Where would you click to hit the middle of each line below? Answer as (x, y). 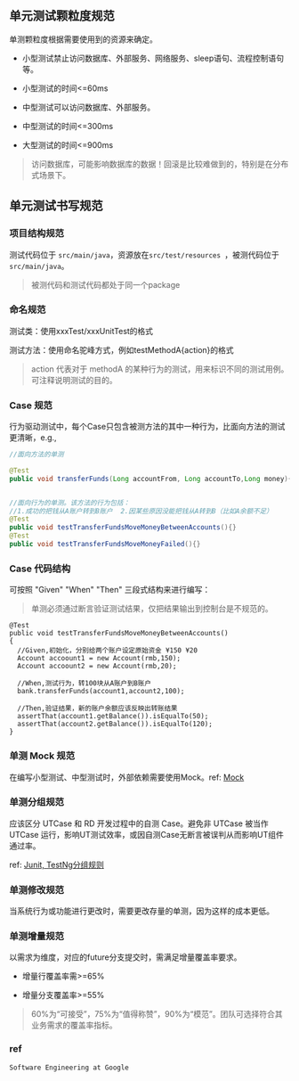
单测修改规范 (37, 889)
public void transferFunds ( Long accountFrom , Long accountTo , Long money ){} (153, 479)
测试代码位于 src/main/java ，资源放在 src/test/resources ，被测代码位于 (145, 254)
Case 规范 (31, 405)
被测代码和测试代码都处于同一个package (105, 284)
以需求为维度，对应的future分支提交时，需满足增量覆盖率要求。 (125, 957)
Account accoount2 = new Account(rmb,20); (97, 667)
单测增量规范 (37, 937)
